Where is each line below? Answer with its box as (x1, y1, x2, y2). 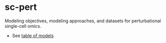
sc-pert (5, 1, 37, 13)
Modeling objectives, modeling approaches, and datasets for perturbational (5, 18, 161, 24)
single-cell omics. (5, 23, 41, 29)
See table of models (12, 33, 54, 39)
